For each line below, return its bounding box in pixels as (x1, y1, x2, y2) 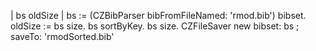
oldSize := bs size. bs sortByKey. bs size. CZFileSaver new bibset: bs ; (10, 20, 300, 32)
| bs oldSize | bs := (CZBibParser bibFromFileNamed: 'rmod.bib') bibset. (10, 10, 307, 21)
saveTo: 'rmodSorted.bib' (10, 31, 115, 42)
